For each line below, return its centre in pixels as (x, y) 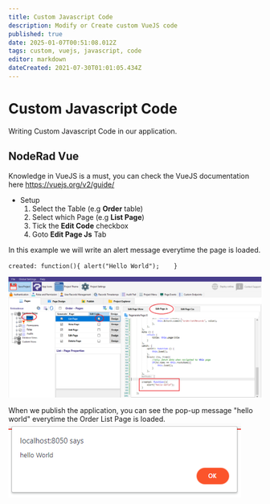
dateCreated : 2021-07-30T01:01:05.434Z (75, 68)
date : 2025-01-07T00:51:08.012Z (62, 43)
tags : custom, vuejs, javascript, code (75, 51)
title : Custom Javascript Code (61, 17)
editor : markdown (37, 60)
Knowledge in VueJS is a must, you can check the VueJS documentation (129, 176)
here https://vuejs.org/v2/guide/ (61, 184)
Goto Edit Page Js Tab (69, 234)
